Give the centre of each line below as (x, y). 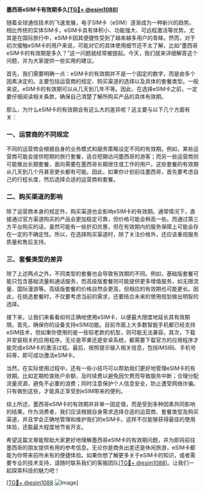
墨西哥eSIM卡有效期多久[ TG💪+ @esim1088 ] (62, 9)
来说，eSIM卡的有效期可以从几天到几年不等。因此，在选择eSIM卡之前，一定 (102, 89)
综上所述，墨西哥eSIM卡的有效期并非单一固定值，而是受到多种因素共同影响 (101, 404)
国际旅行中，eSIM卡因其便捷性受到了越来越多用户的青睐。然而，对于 (109, 38)
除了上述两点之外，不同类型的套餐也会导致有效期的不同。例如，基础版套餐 (100, 273)
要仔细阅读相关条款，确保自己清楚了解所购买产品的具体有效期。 (86, 96)
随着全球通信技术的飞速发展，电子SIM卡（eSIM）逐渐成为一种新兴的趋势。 (100, 23)
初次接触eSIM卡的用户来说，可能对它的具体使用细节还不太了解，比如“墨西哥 (102, 45)
